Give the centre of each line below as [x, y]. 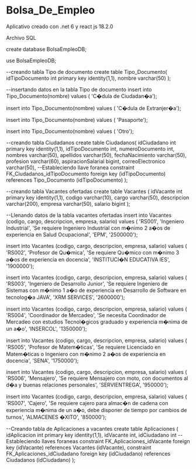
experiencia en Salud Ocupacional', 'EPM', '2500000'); [72, 235]
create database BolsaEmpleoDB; [46, 49]
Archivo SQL [21, 38]
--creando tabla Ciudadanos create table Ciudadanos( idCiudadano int [91, 142]
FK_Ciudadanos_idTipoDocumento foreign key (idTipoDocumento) [86, 174]
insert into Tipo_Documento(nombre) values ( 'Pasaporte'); [77, 120]
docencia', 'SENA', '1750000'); [42, 361]
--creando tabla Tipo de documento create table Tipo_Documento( [87, 72]
